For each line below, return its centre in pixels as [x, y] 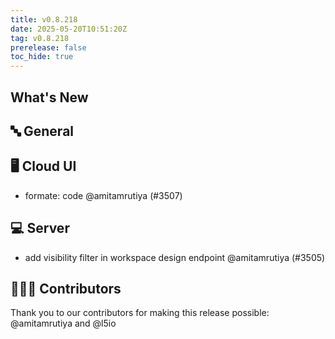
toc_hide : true [42, 57]
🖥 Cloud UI [43, 166]
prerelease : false [48, 47]
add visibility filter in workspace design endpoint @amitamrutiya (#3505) [175, 257]
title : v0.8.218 [44, 19]
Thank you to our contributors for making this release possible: [140, 313]
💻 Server [40, 228]
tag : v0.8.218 [40, 38]
